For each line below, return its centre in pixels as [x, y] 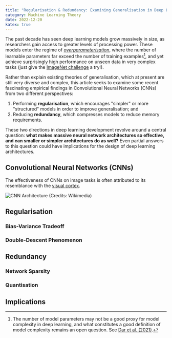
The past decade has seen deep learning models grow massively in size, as [85, 39]
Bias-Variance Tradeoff [35, 227]
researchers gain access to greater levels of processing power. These [79, 45]
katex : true [18, 24]
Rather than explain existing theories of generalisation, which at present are [85, 77]
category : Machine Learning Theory [43, 15]
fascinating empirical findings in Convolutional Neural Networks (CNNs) [81, 88]
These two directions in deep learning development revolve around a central [86, 129]
